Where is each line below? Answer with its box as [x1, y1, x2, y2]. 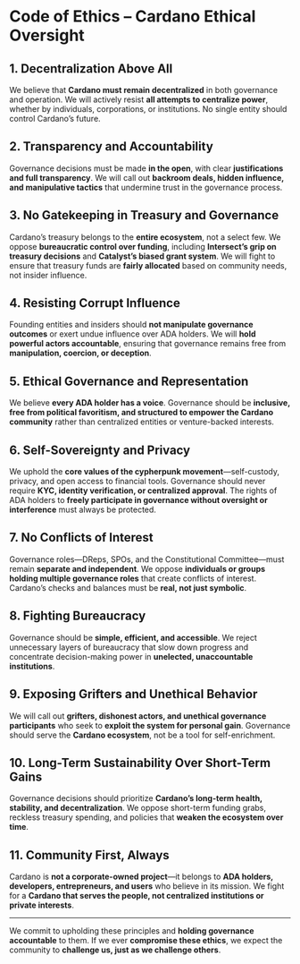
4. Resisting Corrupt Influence [9, 295, 180, 311]
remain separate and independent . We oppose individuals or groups [9, 563, 266, 574]
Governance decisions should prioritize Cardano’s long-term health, [9, 793, 263, 804]
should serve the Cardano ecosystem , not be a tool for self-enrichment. [9, 729, 276, 740]
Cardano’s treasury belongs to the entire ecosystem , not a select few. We [9, 231, 281, 243]
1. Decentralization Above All [9, 61, 173, 76]
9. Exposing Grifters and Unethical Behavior [9, 687, 258, 702]
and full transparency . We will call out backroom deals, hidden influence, [9, 172, 284, 183]
